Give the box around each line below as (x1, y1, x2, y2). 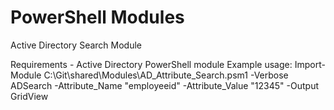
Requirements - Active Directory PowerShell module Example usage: (10, 58, 293, 70)
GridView (10, 90, 49, 102)
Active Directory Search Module (10, 39, 142, 51)
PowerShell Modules (10, 6, 185, 29)
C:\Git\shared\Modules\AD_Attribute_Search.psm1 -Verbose (43, 69, 289, 81)
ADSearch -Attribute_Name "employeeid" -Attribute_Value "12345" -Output (10, 79, 319, 91)
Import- (294, 58, 326, 70)
